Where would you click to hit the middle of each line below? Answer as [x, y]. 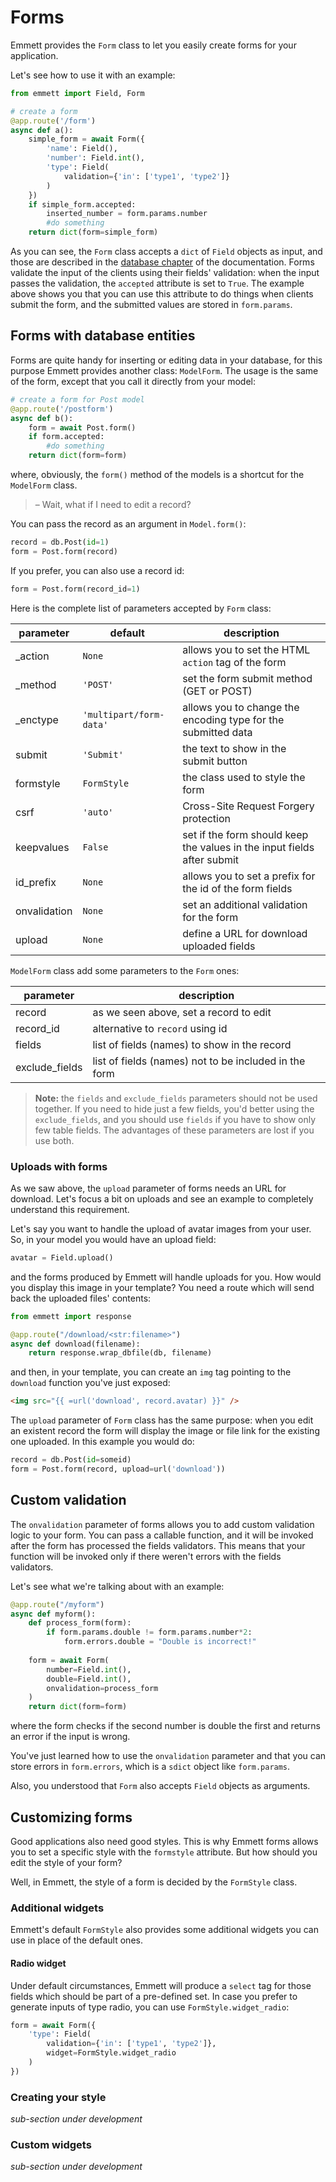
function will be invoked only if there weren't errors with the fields [146, 1556]
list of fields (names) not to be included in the [199, 1061]
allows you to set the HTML [246, 649]
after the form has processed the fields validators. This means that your [158, 1545]
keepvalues [42, 847]
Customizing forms [71, 1817]
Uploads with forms [59, 1166]
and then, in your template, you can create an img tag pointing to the [151, 1372]
